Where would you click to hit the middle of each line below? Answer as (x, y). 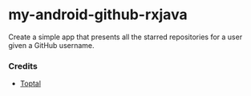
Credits (23, 66)
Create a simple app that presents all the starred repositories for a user (125, 37)
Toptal (30, 84)
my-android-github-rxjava (98, 15)
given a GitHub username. (51, 45)
